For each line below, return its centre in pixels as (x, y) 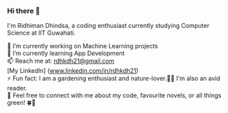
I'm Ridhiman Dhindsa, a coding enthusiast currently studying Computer (108, 26)
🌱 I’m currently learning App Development (66, 53)
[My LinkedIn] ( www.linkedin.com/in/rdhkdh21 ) (73, 71)
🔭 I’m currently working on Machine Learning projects (83, 46)
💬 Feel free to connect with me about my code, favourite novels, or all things (114, 95)
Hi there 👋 (24, 11)
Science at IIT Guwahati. (41, 33)
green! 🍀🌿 (22, 103)
